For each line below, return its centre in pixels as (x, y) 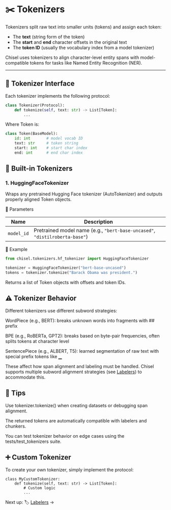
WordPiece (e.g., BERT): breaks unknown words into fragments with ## (80, 320)
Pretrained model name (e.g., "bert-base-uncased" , (95, 231)
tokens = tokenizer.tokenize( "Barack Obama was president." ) (72, 273)
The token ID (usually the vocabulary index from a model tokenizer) (83, 47)
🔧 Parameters (20, 209)
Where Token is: (22, 124)
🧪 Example (17, 249)
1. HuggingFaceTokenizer (37, 183)
